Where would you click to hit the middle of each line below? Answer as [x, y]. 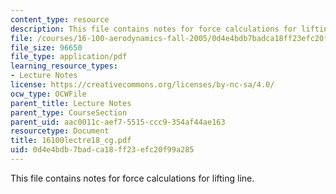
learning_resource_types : [64, 66]
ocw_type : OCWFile [48, 94]
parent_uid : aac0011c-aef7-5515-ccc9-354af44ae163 [118, 122]
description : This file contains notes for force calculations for [154, 29]
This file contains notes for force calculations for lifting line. [132, 178]
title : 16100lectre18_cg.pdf [71, 141]
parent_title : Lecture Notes [71, 103]
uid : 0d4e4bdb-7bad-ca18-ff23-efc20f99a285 [102, 150]
